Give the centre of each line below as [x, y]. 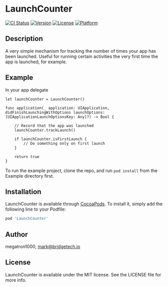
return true [27, 157]
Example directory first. [30, 176]
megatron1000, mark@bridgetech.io [43, 247]
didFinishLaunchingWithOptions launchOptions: [55, 112]
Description [24, 39]
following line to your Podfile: [36, 209]
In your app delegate [27, 90]
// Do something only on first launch [64, 143]
